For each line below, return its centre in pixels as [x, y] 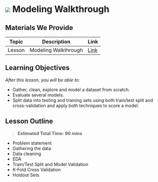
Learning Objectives [37, 68]
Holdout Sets [26, 175]
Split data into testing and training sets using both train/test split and [83, 100]
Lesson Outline [29, 121]
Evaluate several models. [38, 95]
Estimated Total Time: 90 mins [50, 133]
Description [56, 42]
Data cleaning [27, 153]
